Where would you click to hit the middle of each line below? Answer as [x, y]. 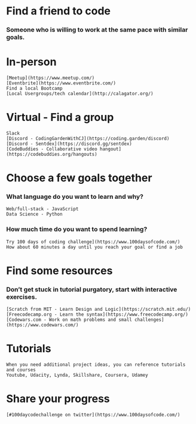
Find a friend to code [59, 11]
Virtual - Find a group [60, 117]
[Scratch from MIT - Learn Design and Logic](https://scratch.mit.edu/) [99, 310]
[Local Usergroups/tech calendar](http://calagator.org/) [80, 94]
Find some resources [59, 270]
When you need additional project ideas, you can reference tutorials [96, 365]
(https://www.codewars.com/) [42, 325]
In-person [31, 62]
